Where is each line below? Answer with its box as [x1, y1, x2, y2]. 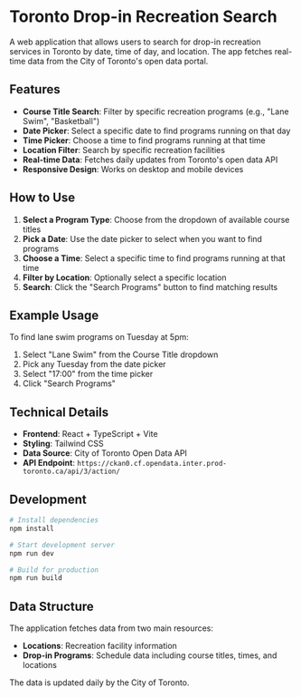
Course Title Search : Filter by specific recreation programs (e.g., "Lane [22, 106, 289, 117]
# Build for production [9, 565, 99, 575]
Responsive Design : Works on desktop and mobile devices [22, 163, 244, 174]
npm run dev [9, 548, 54, 558]
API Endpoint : [22, 458, 75, 469]
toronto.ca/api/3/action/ [22, 467, 120, 477]
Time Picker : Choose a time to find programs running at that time [22, 134, 266, 146]
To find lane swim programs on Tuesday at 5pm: [9, 332, 190, 343]
